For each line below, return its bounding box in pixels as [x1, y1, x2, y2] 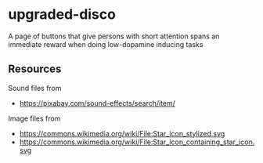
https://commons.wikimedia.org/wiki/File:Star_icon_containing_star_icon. [19, 137, 255, 147]
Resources [8, 63, 62, 76]
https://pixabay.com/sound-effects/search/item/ [19, 98, 176, 107]
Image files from [8, 114, 61, 123]
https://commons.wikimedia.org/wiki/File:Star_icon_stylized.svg [19, 129, 225, 138]
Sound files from [8, 83, 62, 92]
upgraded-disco [8, 5, 116, 24]
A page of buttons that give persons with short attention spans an [8, 31, 220, 41]
